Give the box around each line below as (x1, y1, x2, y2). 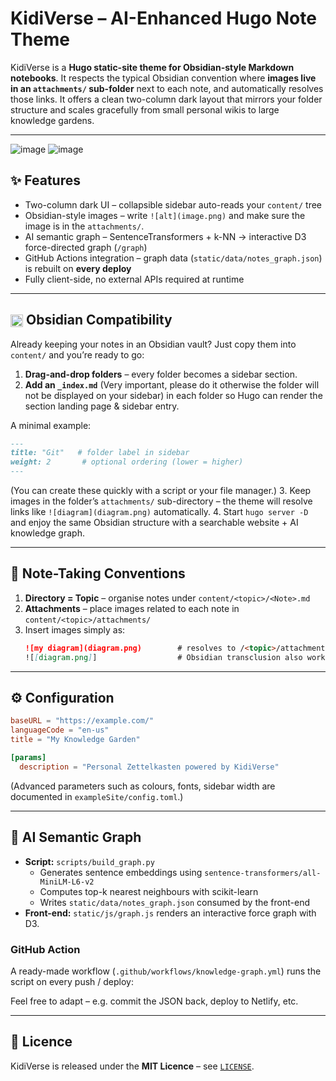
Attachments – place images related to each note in (24, 602, 240, 614)
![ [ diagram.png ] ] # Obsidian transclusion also (24, 652, 303, 662)
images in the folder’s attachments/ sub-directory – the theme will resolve (10, 495, 313, 507)
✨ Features (10, 172, 81, 189)
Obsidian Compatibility (25, 312, 173, 329)
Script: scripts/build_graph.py (24, 855, 155, 867)
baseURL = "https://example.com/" (10, 716, 155, 726)
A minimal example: (10, 419, 92, 431)
